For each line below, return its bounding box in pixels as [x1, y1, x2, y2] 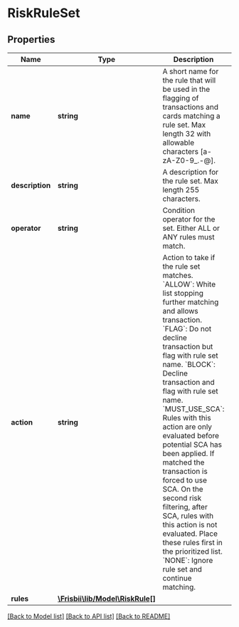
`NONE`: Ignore [162, 556, 213, 565]
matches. [162, 271, 193, 280]
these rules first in [162, 538, 223, 547]
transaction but [162, 342, 213, 351]
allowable [162, 138, 195, 147]
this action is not [162, 520, 218, 529]
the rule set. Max [162, 176, 218, 186]
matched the [162, 457, 205, 467]
